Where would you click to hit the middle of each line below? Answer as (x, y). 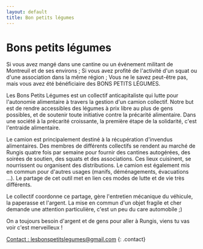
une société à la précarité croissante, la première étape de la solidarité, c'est (101, 121)
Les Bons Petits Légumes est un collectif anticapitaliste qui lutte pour (92, 95)
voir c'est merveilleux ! (35, 228)
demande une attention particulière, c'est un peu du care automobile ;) (95, 210)
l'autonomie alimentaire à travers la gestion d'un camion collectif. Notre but (100, 102)
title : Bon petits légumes (40, 18)
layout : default (27, 12)
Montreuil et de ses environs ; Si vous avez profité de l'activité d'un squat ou (102, 71)
